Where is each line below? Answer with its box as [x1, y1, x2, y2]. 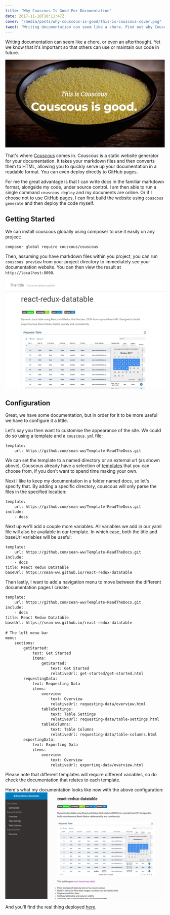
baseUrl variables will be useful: [5, 534, 72, 540]
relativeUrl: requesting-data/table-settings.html [50, 717, 159, 722]
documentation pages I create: [5, 585, 69, 591]
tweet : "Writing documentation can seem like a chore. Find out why [5, 24, 153, 29]
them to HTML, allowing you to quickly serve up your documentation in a [5, 163, 157, 169]
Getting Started [5, 215, 55, 224]
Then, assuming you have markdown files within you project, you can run [5, 253, 158, 259]
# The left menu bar [5, 630, 49, 635]
